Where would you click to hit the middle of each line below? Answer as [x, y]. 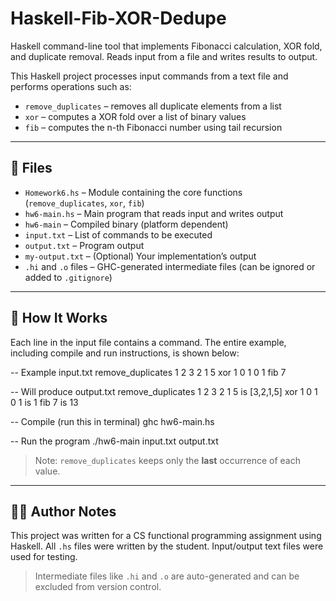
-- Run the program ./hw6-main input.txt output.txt [114, 441]
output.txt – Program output [84, 245]
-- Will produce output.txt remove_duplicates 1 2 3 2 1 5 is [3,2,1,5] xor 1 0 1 [164, 391]
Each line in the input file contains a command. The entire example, [148, 342]
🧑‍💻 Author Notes [63, 511]
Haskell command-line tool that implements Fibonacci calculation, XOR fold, [166, 46]
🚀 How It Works [59, 318]
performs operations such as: [71, 86]
